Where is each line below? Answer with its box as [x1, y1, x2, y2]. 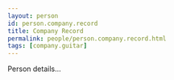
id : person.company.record [7, 19, 98, 27]
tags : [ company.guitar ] [7, 42, 88, 50]
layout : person [7, 11, 59, 20]
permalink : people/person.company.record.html [7, 34, 167, 43]
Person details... [7, 64, 61, 74]
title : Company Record [7, 27, 84, 35]
